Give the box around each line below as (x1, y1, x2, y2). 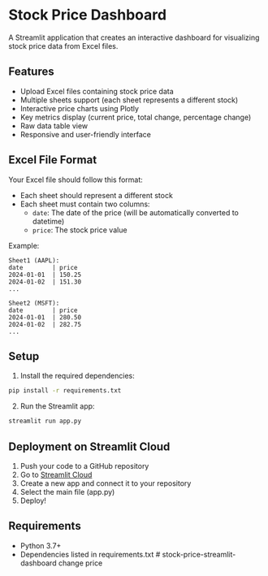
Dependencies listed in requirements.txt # (19, 549, 161, 559)
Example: (8, 240, 40, 250)
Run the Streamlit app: (19, 401, 95, 411)
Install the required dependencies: (19, 371, 136, 381)
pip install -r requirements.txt (8, 387, 122, 395)
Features (8, 65, 54, 79)
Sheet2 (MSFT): (8, 299, 60, 307)
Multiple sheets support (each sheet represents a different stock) (19, 95, 239, 105)
